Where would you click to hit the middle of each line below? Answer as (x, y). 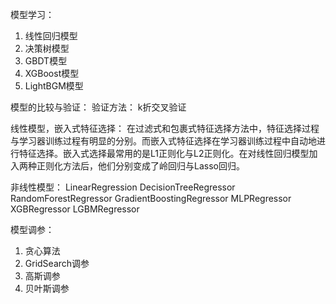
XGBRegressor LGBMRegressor (75, 209)
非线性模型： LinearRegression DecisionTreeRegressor (123, 187)
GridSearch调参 (57, 263)
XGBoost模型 (52, 73)
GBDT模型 (46, 61)
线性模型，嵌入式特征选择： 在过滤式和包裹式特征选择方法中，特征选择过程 (165, 128)
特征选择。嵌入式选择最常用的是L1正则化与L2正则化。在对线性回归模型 (164, 153)
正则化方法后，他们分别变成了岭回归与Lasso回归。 (140, 166)
